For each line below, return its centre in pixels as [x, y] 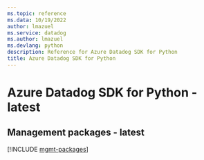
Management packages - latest [76, 133]
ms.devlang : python [35, 46]
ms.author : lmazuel [35, 39]
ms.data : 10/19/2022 [37, 20]
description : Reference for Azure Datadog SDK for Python [92, 52]
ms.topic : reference [37, 13]
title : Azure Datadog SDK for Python [62, 59]
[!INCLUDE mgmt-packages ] [48, 149]
